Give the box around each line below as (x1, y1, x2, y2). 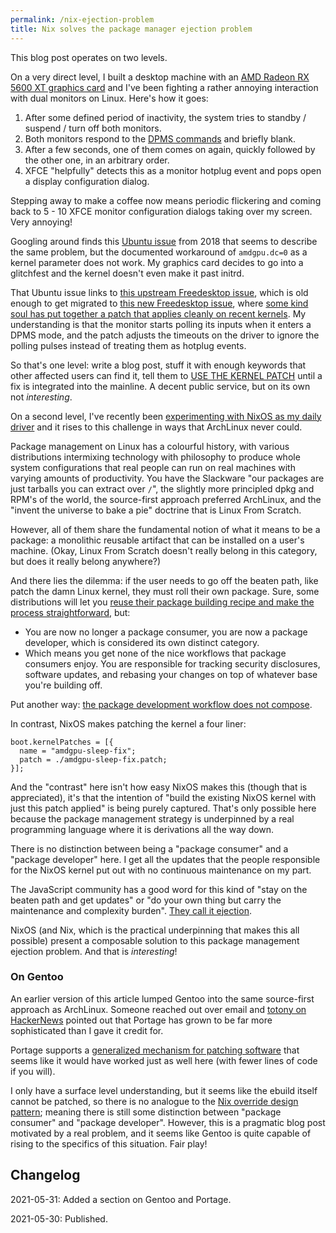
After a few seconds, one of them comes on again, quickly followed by (24, 143, 316, 155)
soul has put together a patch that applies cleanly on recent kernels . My (10, 307, 307, 320)
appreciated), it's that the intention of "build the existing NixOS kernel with (10, 791, 317, 803)
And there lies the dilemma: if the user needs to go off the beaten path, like (10, 574, 319, 586)
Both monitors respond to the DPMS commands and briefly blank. (24, 132, 296, 145)
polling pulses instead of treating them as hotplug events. (10, 339, 247, 351)
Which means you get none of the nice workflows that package (24, 647, 287, 659)
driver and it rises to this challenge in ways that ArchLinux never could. (10, 421, 303, 433)
